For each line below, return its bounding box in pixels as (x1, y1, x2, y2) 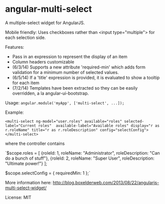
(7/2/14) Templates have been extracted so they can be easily (12, 85, 138, 91)
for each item (12, 80, 39, 86)
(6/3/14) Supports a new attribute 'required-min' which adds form (12, 64, 146, 70)
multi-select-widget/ (5, 185, 47, 191)
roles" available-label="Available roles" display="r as (38, 123, 160, 128)
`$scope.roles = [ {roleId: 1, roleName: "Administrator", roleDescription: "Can (5, 150, 160, 156)
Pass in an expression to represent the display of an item (12, 53, 128, 60)
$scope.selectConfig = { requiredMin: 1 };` (5, 170, 91, 176)
